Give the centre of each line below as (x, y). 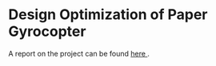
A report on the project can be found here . (79, 53)
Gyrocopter (47, 31)
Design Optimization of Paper (108, 15)
